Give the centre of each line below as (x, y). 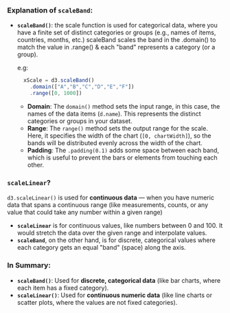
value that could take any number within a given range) (85, 213)
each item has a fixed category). (63, 288)
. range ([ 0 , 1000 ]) (56, 94)
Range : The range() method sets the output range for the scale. (117, 128)
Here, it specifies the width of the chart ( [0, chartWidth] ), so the (119, 136)
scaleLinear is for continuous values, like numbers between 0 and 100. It (120, 226)
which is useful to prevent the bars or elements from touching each (122, 158)
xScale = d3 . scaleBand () (59, 80)
